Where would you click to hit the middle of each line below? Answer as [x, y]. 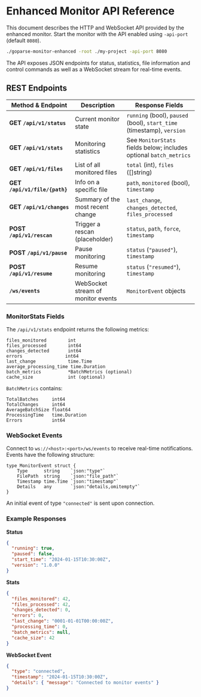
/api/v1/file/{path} [38, 189]
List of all [87, 164]
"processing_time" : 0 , [40, 627]
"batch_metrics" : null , [41, 632]
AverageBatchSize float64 [38, 409]
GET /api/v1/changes [39, 207]
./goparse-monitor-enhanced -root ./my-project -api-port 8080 [87, 51]
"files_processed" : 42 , [41, 605]
